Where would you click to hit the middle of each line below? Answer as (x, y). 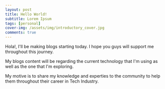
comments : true (21, 32)
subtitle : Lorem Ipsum (28, 19)
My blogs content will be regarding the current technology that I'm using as (82, 61)
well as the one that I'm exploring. (39, 66)
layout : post (18, 10)
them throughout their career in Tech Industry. (52, 81)
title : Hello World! (26, 14)
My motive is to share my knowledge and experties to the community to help (83, 76)
